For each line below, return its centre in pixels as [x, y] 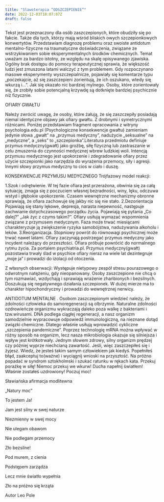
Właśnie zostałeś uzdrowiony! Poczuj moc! [48, 372]
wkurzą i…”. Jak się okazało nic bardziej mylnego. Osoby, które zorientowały [82, 85]
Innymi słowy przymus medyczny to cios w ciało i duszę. [62, 167]
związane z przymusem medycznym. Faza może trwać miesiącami [72, 222]
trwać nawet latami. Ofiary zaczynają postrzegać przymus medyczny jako [80, 238]
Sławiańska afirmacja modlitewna [39, 381]
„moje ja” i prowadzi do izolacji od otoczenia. [50, 259]
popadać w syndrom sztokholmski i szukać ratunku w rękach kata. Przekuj [80, 361]
